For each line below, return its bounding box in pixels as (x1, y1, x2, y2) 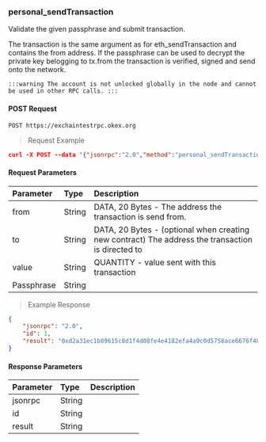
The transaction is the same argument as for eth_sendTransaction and (8, 40, 237, 49)
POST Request (8, 104, 57, 113)
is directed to (93, 244, 142, 255)
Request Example (27, 135, 85, 145)
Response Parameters (8, 361, 83, 371)
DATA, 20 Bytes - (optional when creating (93, 224, 250, 235)
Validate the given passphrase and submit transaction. (8, 25, 186, 34)
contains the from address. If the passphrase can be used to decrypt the (8, 48, 245, 58)
